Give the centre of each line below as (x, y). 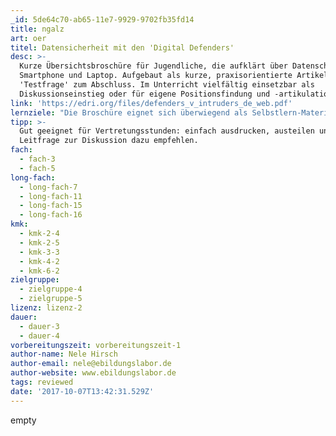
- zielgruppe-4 (51, 289)
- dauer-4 (39, 336)
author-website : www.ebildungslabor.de (93, 373)
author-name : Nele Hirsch (64, 354)
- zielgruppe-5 (51, 299)
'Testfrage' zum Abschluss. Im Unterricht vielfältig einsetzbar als (167, 85)
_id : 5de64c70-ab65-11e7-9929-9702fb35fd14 (102, 19)
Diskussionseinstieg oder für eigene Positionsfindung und (145, 94)
